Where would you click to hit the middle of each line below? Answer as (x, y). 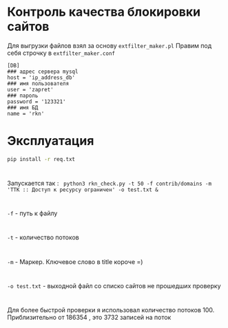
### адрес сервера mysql (43, 72)
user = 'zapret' (30, 89)
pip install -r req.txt (41, 159)
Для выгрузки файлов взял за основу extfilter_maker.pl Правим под (110, 45)
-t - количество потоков (43, 237)
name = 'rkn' (26, 113)
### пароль (23, 96)
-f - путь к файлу (32, 213)
